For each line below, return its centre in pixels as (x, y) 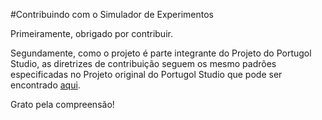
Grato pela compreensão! (62, 104)
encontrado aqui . (45, 85)
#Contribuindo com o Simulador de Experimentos (112, 14)
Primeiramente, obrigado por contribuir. (91, 33)
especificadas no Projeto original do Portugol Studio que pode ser (146, 74)
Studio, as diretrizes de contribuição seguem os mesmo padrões (143, 63)
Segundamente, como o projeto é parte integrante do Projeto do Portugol (161, 53)
